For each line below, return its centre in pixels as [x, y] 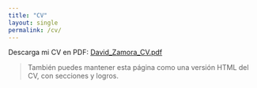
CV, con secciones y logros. [73, 76]
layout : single [33, 23]
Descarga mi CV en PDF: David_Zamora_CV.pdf [85, 53]
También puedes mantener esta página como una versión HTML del [138, 68]
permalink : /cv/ [35, 30]
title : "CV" [28, 15]
